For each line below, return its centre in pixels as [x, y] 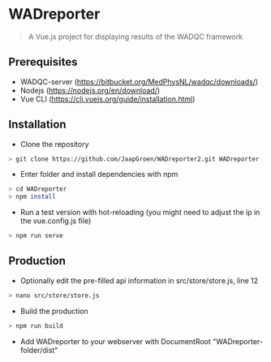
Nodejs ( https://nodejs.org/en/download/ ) [90, 90]
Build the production [54, 311]
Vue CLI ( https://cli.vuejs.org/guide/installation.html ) [108, 99]
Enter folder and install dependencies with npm [99, 175]
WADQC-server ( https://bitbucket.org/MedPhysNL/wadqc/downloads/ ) [139, 81]
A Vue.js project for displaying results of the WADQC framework [135, 37]
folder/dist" [39, 350]
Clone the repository [54, 144]
